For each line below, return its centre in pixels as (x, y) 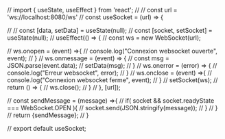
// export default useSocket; (47, 128)
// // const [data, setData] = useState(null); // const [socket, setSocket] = (110, 30)
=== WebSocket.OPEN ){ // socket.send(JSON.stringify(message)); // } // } (113, 108)
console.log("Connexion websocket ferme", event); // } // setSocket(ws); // (113, 80)
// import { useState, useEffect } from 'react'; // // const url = (92, 10)
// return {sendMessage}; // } (48, 115)
